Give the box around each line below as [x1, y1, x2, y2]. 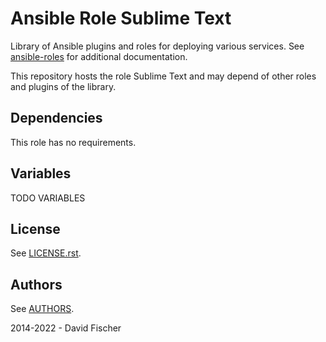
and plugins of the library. [10, 80, 117, 92]
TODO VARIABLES [10, 192, 86, 204]
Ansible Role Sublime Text [10, 7, 232, 30]
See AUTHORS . [10, 303, 75, 315]
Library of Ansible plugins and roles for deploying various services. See [10, 40, 305, 52]
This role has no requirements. [10, 136, 137, 148]
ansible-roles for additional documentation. [10, 50, 188, 62]
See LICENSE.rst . [10, 247, 82, 259]
